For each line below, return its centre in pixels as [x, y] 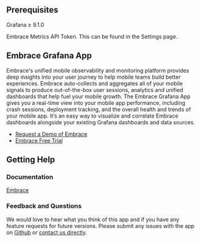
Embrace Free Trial [39, 140]
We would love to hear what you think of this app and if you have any [93, 219]
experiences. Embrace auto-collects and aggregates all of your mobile [94, 83]
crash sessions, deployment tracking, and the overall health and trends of [99, 109]
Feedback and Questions [44, 206]
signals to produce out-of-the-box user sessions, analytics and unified [95, 90]
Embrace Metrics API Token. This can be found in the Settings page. [92, 37]
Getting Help [31, 160]
